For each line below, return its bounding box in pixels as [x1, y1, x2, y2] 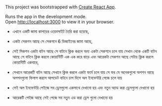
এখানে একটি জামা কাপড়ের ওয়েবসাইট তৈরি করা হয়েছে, [12, 29, 89, 35]
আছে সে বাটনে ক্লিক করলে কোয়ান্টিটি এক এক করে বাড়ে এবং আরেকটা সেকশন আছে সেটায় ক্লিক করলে [12, 54, 154, 60]
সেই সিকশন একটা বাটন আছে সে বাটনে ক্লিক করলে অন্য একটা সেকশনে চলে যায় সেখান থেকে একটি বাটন [12, 49, 157, 54]
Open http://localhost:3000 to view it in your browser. [5, 19, 115, 25]
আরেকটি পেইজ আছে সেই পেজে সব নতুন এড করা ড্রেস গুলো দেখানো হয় [12, 95, 113, 101]
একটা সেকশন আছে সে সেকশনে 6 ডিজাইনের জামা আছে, [12, 39, 93, 45]
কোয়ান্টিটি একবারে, [12, 59, 39, 65]
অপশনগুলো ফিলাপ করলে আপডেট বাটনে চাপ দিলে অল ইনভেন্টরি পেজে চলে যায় [12, 75, 122, 81]
